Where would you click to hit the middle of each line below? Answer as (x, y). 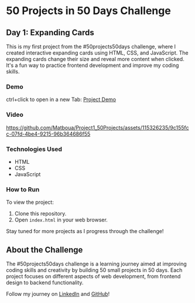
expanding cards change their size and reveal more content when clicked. (95, 59)
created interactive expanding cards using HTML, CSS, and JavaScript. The (97, 53)
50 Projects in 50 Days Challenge (88, 11)
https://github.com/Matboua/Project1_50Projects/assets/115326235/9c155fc (97, 127)
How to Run (23, 189)
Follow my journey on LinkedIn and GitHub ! (58, 294)
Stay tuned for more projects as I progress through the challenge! (85, 231)
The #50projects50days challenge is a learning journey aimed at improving (97, 264)
